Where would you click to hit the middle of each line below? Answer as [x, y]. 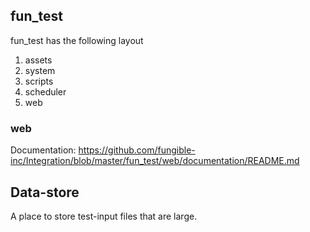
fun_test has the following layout [77, 40]
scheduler [45, 91]
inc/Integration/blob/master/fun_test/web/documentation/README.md [155, 161]
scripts [39, 81]
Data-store [45, 192]
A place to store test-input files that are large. [104, 216]
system [40, 70]
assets [38, 60]
